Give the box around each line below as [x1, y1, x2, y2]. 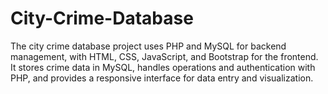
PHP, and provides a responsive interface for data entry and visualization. [10, 72, 314, 84]
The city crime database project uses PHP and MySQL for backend [10, 40, 287, 52]
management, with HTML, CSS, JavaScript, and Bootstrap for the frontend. [10, 50, 319, 62]
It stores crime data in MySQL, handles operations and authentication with [10, 61, 316, 73]
